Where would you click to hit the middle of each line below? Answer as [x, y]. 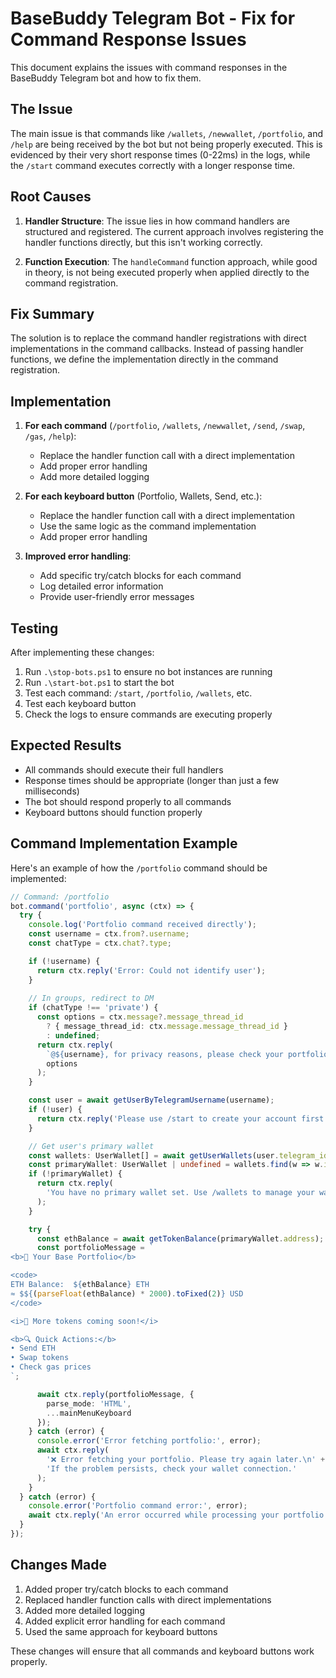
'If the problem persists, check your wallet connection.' [172, 1468]
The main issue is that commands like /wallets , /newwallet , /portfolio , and [166, 133]
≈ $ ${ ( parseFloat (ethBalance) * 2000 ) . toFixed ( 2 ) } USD [127, 1293]
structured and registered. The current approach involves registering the [174, 231]
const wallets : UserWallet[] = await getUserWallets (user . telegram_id [178, 1155]
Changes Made [58, 1565]
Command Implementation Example [124, 843]
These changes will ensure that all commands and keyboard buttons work [162, 1651]
